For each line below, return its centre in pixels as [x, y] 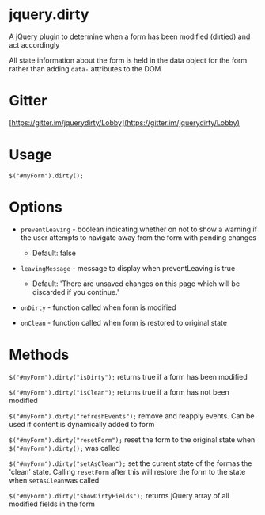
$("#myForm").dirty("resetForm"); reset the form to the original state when [132, 439]
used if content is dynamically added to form [82, 424]
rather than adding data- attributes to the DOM [85, 68]
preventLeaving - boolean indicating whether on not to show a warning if [139, 229]
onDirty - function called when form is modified [98, 307]
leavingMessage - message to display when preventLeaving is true [128, 268]
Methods [39, 355]
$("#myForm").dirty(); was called [65, 448]
